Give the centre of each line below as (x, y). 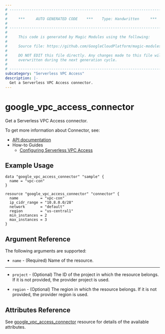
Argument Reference (38, 239)
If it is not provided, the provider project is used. (61, 280)
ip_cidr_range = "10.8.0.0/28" (41, 203)
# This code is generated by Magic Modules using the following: (78, 37)
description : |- (22, 78)
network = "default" (37, 207)
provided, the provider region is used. (50, 295)
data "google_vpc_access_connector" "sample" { (55, 177)
